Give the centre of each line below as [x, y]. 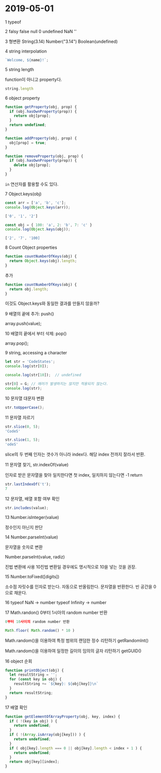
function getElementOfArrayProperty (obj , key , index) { [63, 717]
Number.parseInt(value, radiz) [35, 557]
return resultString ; [31, 693]
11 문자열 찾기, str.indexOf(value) [37, 465]
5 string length [20, 69]
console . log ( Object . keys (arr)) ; [38, 207]
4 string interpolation [26, 51]
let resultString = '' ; [33, 675]
